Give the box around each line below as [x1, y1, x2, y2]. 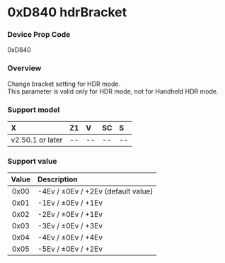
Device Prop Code [7, 30, 71, 40]
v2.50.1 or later [11, 135, 63, 145]
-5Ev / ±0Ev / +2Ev [37, 244, 103, 254]
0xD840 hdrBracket [7, 4, 127, 21]
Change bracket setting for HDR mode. [7, 79, 121, 88]
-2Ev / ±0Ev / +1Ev [37, 210, 103, 220]
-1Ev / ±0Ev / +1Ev [37, 198, 103, 208]
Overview [7, 63, 42, 73]
